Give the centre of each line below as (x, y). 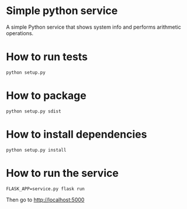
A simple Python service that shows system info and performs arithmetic (93, 27)
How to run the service (62, 173)
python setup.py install (36, 150)
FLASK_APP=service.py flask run (45, 189)
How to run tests (47, 57)
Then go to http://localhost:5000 (45, 200)
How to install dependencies (77, 134)
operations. (20, 33)
